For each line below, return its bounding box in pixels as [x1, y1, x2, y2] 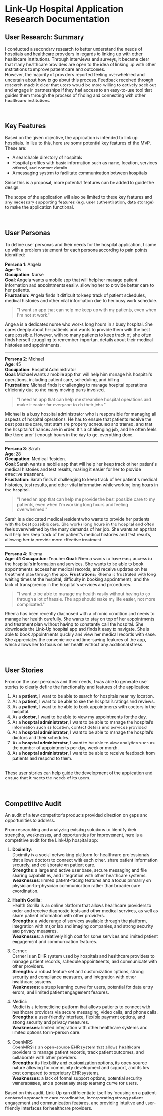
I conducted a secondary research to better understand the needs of [5, 46, 143, 51]
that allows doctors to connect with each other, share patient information [12, 857, 158, 863]
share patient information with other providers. [12, 913, 105, 919]
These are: [5, 145, 27, 151]
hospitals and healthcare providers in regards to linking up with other [5, 51, 143, 57]
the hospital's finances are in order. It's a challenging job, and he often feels [5, 426, 157, 432]
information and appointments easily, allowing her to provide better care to [5, 282, 154, 287]
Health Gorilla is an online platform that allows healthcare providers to [12, 902, 152, 909]
